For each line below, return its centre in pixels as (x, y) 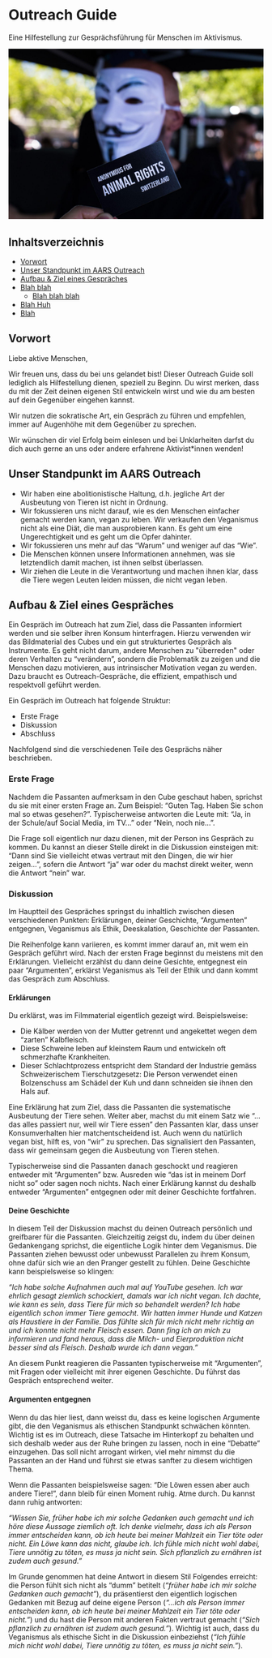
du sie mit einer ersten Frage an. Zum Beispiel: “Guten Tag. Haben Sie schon (136, 805)
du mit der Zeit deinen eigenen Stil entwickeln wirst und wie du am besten (132, 391)
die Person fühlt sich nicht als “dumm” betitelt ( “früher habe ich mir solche (133, 1585)
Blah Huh (35, 305)
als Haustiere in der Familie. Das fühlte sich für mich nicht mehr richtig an (132, 1322)
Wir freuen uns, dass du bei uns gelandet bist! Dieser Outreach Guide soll (131, 374)
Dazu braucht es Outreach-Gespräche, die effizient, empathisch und (123, 677)
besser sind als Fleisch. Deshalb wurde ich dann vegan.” (103, 1347)
